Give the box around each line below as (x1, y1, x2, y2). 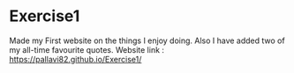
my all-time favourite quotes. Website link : (9, 44, 165, 55)
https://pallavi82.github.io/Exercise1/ (9, 54, 142, 64)
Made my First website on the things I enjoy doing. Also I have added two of (9, 35, 285, 46)
